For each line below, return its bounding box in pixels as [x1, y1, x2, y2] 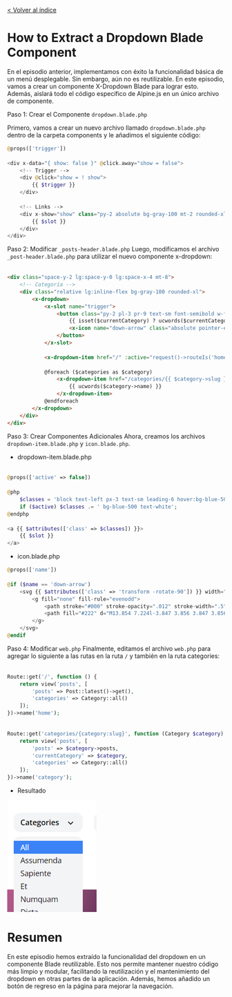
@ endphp [7, 510, 30, 517]
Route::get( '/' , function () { [7, 673, 97, 680]
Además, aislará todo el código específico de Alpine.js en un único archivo [7, 89, 220, 97]
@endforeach [43, 398, 79, 405]
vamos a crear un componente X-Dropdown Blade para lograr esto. [7, 82, 199, 90]
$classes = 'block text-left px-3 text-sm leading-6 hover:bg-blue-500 [19, 496, 230, 503]
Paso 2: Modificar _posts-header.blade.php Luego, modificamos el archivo [7, 245, 220, 253]
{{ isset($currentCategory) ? [68, 318, 156, 325]
